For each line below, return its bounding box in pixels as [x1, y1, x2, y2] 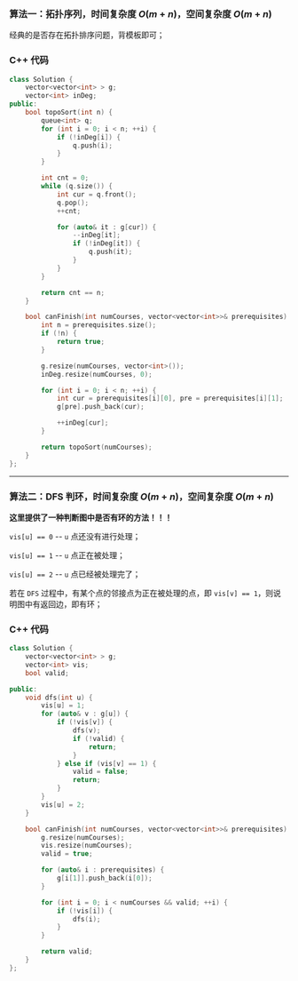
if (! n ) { [41, 329, 77, 339]
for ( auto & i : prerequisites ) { [41, 865, 165, 874]
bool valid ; [25, 668, 69, 677]
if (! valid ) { [72, 734, 125, 743]
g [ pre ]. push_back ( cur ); [56, 403, 145, 411]
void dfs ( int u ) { [25, 693, 93, 702]
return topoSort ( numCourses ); [41, 443, 153, 451]
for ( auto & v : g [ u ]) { [41, 709, 129, 719]
